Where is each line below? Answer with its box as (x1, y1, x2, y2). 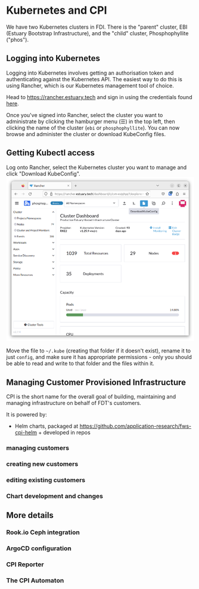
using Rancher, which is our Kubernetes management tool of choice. (6, 82, 175, 89)
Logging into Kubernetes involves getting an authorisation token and (6, 69, 174, 76)
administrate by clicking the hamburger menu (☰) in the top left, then (6, 118, 175, 125)
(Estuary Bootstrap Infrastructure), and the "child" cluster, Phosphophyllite (6, 29, 189, 36)
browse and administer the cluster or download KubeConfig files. (6, 130, 166, 137)
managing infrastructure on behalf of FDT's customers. (6, 399, 142, 406)
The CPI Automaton (6, 576, 64, 584)
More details (6, 510, 54, 520)
